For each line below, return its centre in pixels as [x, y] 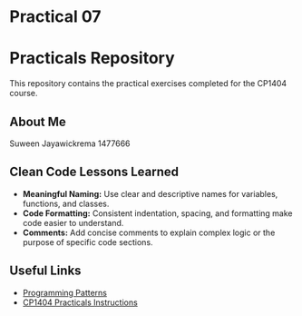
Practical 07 [55, 17]
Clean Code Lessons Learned [94, 172]
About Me [38, 121]
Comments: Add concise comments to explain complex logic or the [149, 232]
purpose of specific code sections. [88, 242]
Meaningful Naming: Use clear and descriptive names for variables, [150, 193]
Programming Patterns [64, 292]
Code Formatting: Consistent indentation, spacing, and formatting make [157, 213]
